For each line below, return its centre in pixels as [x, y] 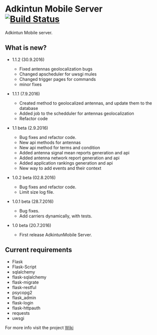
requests [21, 313]
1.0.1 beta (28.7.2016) [33, 201]
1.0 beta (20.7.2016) [32, 225]
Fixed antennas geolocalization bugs [56, 69]
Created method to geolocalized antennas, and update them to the [86, 103]
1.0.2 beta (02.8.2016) [34, 177]
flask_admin [24, 297]
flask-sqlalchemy [29, 277]
